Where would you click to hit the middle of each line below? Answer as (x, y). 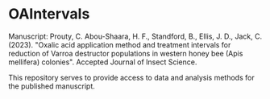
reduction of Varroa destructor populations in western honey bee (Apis (126, 53)
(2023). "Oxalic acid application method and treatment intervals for (120, 44)
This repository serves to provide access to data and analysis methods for (132, 77)
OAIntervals (49, 14)
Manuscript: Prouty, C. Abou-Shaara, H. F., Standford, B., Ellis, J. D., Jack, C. (135, 36)
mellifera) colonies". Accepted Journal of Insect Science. (103, 62)
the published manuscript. (52, 86)
